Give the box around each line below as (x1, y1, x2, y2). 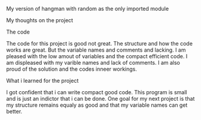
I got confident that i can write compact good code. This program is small (6, 89, 187, 95)
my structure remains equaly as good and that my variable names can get (6, 101, 188, 109)
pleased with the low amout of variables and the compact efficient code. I (6, 53, 188, 59)
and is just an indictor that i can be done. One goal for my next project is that (6, 95, 195, 102)
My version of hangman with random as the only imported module (6, 5, 169, 12)
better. (6, 108, 23, 115)
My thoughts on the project (6, 17, 74, 23)
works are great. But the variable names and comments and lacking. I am (6, 46, 186, 53)
